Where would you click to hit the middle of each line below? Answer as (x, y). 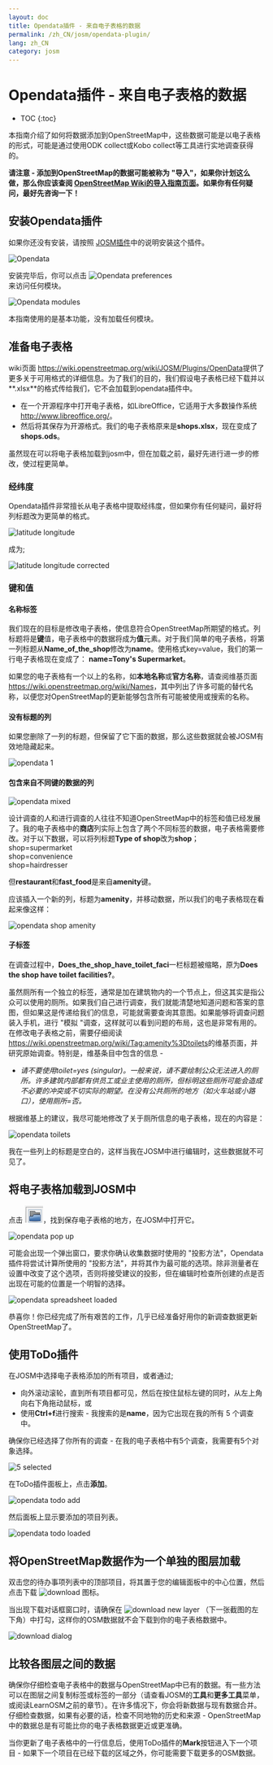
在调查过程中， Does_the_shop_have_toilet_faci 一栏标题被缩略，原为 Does (133, 964)
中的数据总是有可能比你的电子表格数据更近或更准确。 (97, 1725)
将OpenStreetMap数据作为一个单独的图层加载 (125, 1561)
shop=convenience (41, 856)
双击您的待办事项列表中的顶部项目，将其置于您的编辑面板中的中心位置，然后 (136, 1582)
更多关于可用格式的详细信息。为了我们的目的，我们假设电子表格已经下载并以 (136, 378)
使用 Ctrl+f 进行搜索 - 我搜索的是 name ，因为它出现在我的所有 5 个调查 (137, 1413)
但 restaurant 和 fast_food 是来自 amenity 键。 (82, 881)
